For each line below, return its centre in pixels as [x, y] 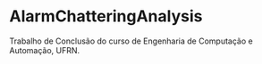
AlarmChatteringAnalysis [106, 16]
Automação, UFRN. [45, 50]
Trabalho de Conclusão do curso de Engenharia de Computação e [131, 41]
